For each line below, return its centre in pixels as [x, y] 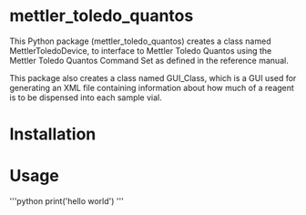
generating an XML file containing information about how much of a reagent [152, 87]
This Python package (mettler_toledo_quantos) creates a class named [140, 41]
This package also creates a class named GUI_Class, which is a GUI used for [153, 77]
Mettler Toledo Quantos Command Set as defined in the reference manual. [149, 60]
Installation [53, 134]
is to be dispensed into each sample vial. [86, 97]
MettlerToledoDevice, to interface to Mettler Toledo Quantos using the [141, 50]
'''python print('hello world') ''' [67, 201]
